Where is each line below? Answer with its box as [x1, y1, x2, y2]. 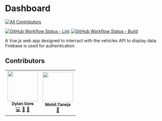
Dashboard [5, 3, 51, 14]
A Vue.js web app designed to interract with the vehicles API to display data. [5, 37, 158, 44]
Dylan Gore [11, 101, 34, 106]
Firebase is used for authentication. [5, 43, 76, 48]
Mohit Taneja [45, 102, 71, 107]
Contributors [5, 57, 45, 65]
